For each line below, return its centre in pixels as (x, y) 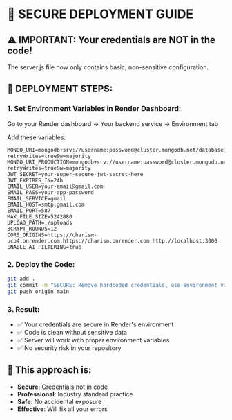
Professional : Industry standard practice (75, 394)
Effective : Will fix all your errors (62, 409)
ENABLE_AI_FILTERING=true (44, 247)
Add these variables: (37, 137)
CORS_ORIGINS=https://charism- (52, 235)
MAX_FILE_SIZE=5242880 (40, 217)
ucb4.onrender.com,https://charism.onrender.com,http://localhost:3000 (112, 241)
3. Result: (23, 309)
